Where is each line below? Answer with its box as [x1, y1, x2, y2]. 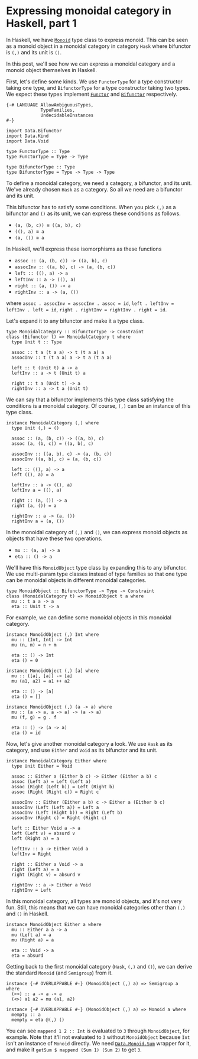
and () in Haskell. [6, 910, 49, 917]
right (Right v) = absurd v [11, 872, 81, 878]
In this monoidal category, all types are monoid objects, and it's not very [6, 897, 182, 905]
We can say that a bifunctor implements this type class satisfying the [6, 396, 174, 403]
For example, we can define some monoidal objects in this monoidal [6, 613, 171, 621]
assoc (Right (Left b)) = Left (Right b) [11, 784, 115, 790]
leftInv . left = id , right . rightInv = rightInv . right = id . [6, 306, 167, 313]
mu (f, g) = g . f [11, 714, 57, 720]
